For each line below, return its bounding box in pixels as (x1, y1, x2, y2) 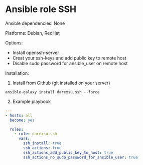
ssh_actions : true (23, 145, 62, 151)
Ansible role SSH (5, 4, 77, 15)
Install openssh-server (12, 49, 59, 56)
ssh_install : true (23, 141, 62, 146)
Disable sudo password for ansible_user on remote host (12, 60, 128, 66)
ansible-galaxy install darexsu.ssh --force (5, 89, 100, 94)
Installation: (5, 70, 29, 76)
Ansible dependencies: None (5, 20, 65, 26)
